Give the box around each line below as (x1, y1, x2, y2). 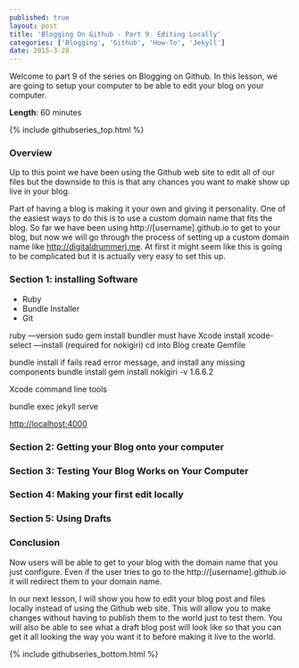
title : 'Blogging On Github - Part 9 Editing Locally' (9, 30, 221, 38)
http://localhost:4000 (9, 418, 87, 429)
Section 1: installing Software (9, 274, 138, 286)
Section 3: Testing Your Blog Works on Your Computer (9, 464, 249, 477)
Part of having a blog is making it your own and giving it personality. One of (9, 203, 286, 215)
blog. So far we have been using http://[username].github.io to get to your (9, 223, 281, 233)
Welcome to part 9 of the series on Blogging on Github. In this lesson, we (9, 71, 278, 81)
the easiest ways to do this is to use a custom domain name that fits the (9, 213, 273, 224)
